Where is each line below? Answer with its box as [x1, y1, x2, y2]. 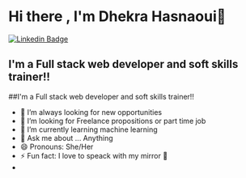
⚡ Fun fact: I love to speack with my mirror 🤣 [19, 150, 168, 160]
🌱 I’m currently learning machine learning [19, 125, 158, 134]
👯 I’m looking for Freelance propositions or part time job [19, 116, 206, 125]
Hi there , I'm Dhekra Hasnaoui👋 [8, 7, 227, 26]
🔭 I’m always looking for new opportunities [19, 107, 163, 117]
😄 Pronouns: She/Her [19, 142, 94, 151]
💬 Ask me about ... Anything [19, 133, 113, 142]
